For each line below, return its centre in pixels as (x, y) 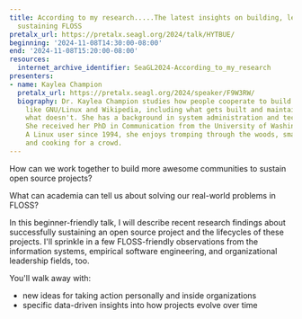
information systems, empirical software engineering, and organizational (143, 251)
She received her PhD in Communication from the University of (147, 127)
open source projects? (51, 178)
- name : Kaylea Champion (56, 84)
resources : (30, 59)
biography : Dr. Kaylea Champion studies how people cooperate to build (155, 101)
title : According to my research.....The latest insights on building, (146, 18)
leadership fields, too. (49, 261)
